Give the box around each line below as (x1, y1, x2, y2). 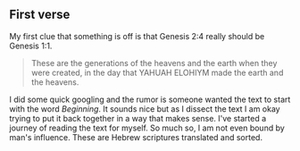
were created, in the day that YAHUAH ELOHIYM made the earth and (30, 67, 284, 78)
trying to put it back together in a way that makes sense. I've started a (9, 113, 267, 123)
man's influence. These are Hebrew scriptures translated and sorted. (9, 131, 263, 142)
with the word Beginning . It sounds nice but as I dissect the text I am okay (9, 103, 280, 114)
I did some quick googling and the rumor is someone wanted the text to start (9, 94, 291, 105)
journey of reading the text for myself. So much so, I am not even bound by (9, 122, 286, 133)
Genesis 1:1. (9, 40, 53, 51)
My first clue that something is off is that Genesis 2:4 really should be (9, 30, 265, 41)
